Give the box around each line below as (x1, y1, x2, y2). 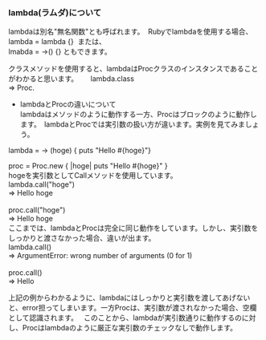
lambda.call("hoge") (8, 180, 75, 189)
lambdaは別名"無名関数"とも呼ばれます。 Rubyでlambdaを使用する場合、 (8, 26, 253, 37)
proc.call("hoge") (8, 205, 66, 215)
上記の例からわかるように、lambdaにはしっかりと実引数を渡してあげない (8, 293, 251, 302)
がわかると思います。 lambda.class (8, 74, 135, 83)
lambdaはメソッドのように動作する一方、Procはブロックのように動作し (19, 110, 257, 119)
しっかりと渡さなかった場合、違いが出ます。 (8, 233, 156, 243)
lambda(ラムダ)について (8, 6, 102, 18)
